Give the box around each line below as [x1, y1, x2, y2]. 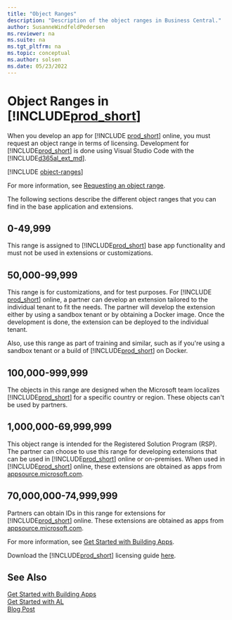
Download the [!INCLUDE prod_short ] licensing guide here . [7, 551, 176, 559]
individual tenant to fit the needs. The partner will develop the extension [7, 303, 216, 311]
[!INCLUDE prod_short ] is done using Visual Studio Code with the [7, 146, 195, 155]
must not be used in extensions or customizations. [7, 249, 153, 257]
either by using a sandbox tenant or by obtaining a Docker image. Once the [7, 311, 225, 319]
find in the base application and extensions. [7, 202, 134, 211]
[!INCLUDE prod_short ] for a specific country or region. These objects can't [7, 393, 225, 402]
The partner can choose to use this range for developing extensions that [7, 447, 217, 455]
